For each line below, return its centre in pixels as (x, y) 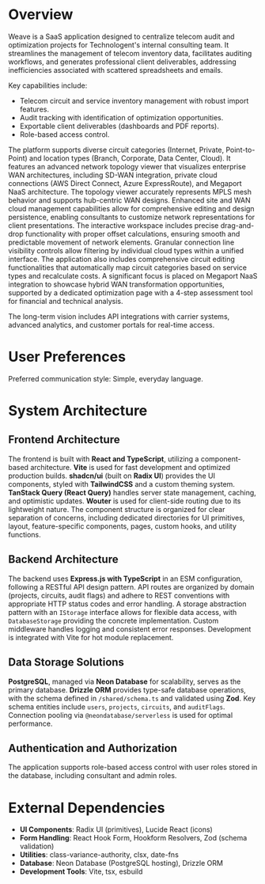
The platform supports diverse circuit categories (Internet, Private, (116, 150)
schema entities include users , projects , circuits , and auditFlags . (117, 707)
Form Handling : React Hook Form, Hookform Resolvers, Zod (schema (133, 838)
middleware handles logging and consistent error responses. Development (130, 629)
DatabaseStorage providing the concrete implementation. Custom (114, 620)
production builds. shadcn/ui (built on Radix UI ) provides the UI (112, 476)
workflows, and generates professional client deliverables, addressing (123, 62)
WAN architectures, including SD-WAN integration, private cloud (113, 175)
